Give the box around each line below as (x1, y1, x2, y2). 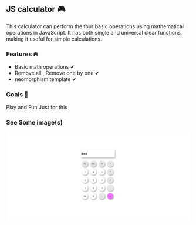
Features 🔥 (6, 50, 38, 58)
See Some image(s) (6, 119, 63, 127)
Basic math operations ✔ (14, 63, 75, 70)
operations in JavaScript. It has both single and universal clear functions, (6, 29, 183, 36)
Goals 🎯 (6, 90, 29, 99)
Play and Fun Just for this (6, 104, 67, 111)
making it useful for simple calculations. (6, 35, 102, 42)
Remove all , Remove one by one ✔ (14, 69, 100, 77)
